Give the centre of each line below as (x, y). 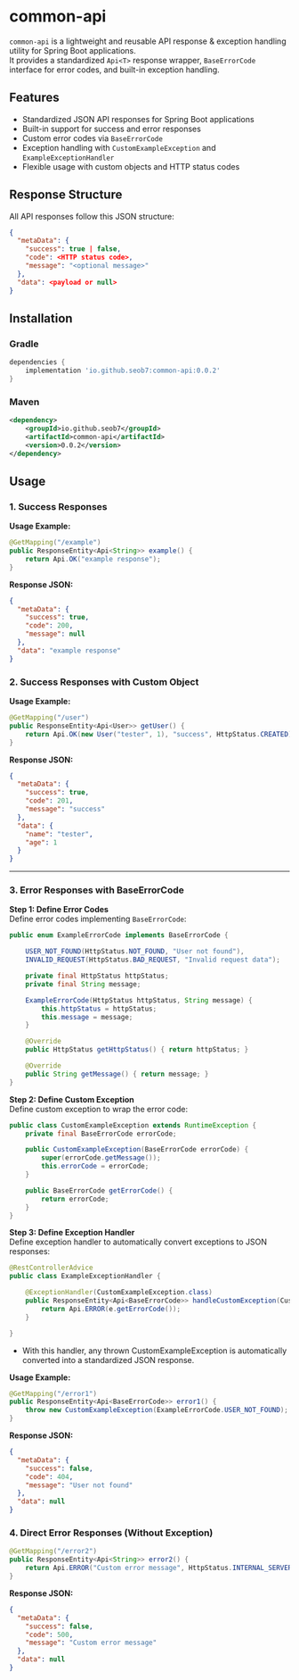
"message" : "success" (65, 810)
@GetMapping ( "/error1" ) (53, 1393)
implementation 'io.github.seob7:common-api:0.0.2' (123, 371)
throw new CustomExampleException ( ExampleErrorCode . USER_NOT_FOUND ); (157, 1410)
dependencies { (37, 362)
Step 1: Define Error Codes (59, 910)
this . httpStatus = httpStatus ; (99, 1009)
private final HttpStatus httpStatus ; (97, 976)
